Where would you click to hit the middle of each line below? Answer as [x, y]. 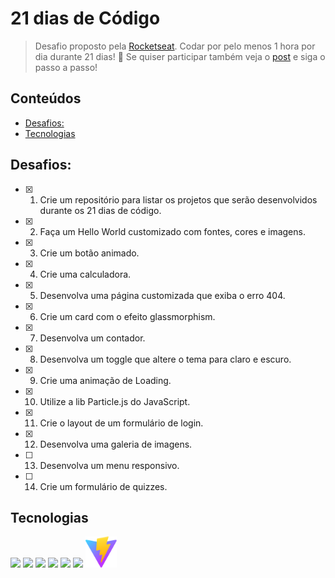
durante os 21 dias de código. [100, 210]
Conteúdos [46, 98]
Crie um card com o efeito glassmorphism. [127, 316]
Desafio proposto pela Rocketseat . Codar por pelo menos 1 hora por [175, 46]
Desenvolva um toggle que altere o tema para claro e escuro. [165, 359]
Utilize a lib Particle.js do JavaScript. [115, 401]
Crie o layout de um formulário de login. [121, 423]
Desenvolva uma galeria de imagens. [116, 444]
